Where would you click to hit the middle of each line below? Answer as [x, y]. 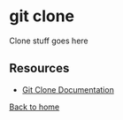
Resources [39, 68]
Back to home [35, 107]
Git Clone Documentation [68, 89]
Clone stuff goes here [49, 41]
